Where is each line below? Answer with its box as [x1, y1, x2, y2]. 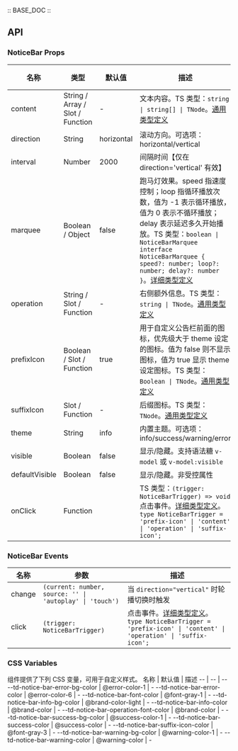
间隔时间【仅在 [139, 152, 190, 162]
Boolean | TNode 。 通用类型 [139, 375, 230, 385]
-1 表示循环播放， [169, 197, 232, 207]
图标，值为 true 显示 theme [139, 354, 230, 364]
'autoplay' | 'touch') [42, 597, 120, 605]
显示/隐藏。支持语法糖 [139, 446, 214, 456]
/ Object [63, 230, 91, 239]
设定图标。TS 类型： [139, 365, 208, 375]
